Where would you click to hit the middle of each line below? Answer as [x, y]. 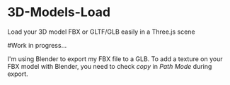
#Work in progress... [37, 45]
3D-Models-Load [59, 12]
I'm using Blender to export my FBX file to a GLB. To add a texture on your [115, 59]
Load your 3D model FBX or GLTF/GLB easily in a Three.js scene [102, 32]
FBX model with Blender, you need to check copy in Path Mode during [110, 66]
